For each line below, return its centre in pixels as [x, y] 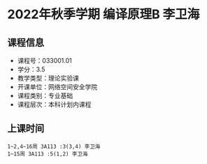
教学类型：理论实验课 [48, 78]
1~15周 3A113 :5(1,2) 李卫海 [48, 154]
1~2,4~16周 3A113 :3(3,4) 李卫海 [54, 146]
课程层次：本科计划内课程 [54, 104]
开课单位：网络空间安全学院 [57, 87]
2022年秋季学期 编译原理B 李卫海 [103, 14]
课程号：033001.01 [44, 61]
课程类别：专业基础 [45, 96]
